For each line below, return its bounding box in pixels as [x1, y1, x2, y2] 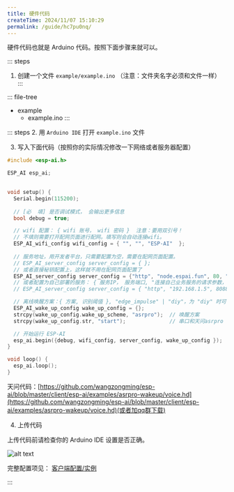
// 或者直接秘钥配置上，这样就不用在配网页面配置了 [13, 266, 143, 273]
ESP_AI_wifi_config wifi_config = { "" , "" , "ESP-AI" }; [13, 240, 186, 248]
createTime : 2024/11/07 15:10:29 [7, 17, 104, 24]
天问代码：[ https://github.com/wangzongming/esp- [7, 382, 155, 391]
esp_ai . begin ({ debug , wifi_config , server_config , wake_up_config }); [13, 336, 223, 344]
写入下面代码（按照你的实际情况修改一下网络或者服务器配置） [17, 143, 195, 151]
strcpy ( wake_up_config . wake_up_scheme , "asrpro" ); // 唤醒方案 [13, 311, 200, 318]
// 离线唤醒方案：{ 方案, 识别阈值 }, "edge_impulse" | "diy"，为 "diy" [13, 298, 213, 306]
